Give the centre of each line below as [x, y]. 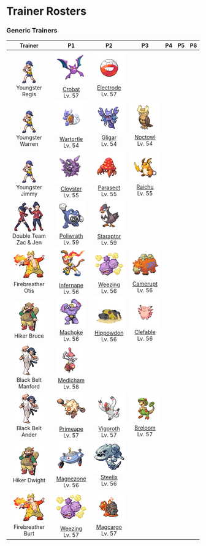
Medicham [71, 381]
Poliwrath [71, 236]
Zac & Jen [29, 242]
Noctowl [145, 137]
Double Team [29, 236]
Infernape [71, 286]
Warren [29, 144]
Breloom [145, 428]
